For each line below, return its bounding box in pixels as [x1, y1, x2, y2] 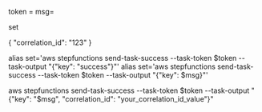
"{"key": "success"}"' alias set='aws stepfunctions [48, 62, 216, 71]
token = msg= [8, 7, 54, 16]
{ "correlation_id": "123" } [8, 38, 92, 47]
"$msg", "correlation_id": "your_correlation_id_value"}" [33, 94, 214, 103]
